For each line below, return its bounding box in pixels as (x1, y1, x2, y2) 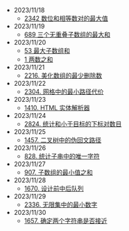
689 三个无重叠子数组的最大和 (24, 31, 111, 38)
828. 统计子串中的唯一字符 (24, 152, 101, 160)
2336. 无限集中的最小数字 (24, 200, 98, 209)
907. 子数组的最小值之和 (24, 168, 93, 177)
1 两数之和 (24, 55, 53, 64)
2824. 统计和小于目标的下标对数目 (24, 120, 122, 128)
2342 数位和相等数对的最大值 (24, 14, 109, 22)
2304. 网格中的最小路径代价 (24, 87, 104, 96)
